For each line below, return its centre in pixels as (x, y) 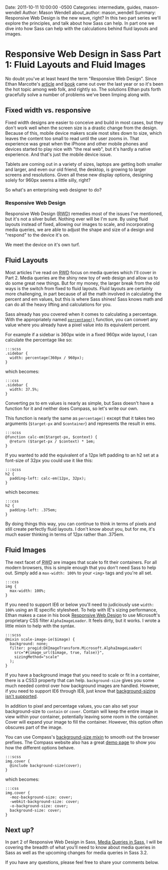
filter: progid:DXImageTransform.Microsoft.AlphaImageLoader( (76, 648)
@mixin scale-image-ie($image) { (40, 639)
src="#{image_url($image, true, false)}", (59, 652)
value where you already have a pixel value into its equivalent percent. (78, 325)
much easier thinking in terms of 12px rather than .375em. (65, 534)
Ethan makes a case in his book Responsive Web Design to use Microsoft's (83, 615)
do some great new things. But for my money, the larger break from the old (82, 283)
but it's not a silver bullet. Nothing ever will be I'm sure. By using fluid (77, 219)
